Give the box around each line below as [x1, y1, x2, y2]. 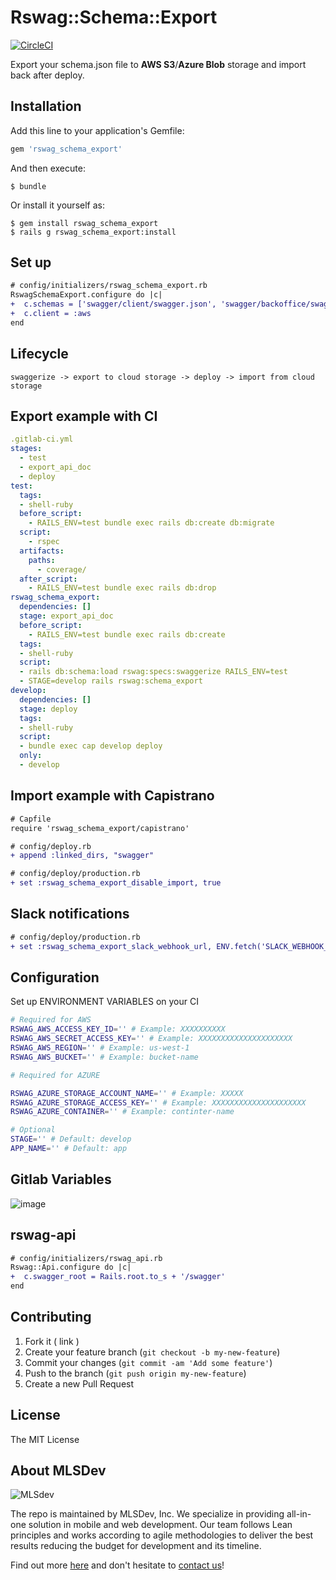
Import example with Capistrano [10, 787, 215, 805]
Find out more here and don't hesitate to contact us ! [10, 1559, 225, 1571]
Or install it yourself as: [10, 199, 105, 211]
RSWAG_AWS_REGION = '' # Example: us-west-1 [10, 1043, 190, 1053]
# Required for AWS [10, 1015, 92, 1025]
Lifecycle [10, 346, 69, 363]
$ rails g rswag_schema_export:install [10, 227, 177, 237]
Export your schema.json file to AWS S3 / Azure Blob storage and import [10, 58, 307, 70]
